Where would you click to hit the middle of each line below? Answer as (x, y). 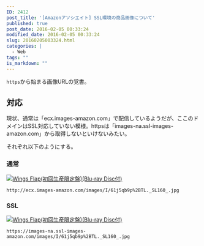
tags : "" (17, 58)
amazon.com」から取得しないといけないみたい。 (68, 134)
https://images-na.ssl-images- (46, 231)
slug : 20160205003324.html (41, 40)
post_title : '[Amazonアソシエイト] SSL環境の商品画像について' (81, 18)
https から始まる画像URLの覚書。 (48, 81)
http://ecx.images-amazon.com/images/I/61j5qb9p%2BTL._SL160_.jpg (93, 190)
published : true (27, 23)
